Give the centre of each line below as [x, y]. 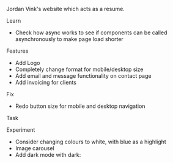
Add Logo [28, 63]
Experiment [21, 130]
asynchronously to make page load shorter [69, 39]
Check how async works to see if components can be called [91, 32]
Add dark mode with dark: [48, 155]
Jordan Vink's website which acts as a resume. [66, 9]
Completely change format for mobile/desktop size [79, 69]
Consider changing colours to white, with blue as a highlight [90, 142]
